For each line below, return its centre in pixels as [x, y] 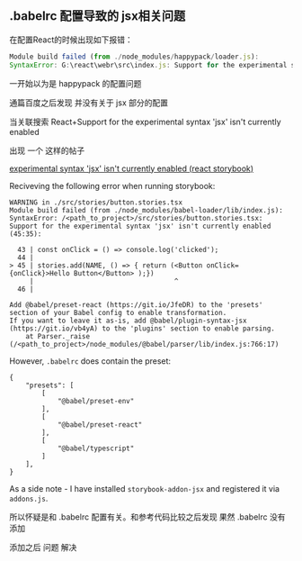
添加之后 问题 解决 [43, 547]
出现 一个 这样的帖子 [47, 150]
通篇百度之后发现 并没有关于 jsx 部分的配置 [89, 103]
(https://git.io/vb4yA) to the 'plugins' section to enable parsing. [142, 328]
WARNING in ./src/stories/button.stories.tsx [96, 202]
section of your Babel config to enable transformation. [118, 312]
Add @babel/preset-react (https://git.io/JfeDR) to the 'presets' [136, 304]
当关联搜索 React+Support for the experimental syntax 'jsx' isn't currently [145, 122]
